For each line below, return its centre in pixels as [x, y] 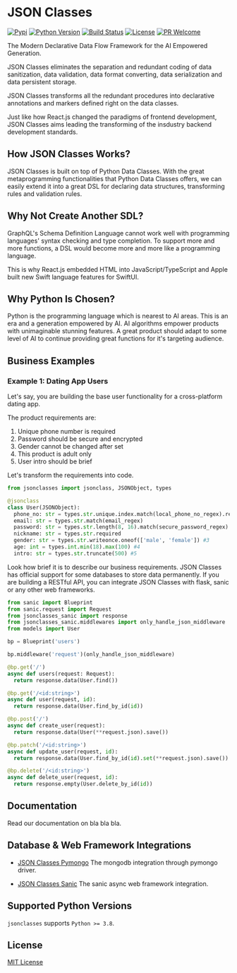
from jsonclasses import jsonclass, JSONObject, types [90, 488]
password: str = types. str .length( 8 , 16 [74, 527]
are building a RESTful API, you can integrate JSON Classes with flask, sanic [118, 582]
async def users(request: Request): [61, 674]
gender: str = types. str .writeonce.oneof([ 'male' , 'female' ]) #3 [112, 541]
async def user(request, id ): [52, 700]
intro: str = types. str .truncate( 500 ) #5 [75, 553]
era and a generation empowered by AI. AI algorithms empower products [113, 323]
